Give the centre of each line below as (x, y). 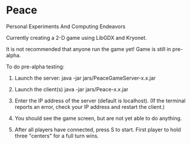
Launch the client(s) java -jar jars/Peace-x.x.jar (71, 89)
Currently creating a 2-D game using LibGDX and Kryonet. (76, 37)
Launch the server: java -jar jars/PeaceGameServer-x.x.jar (85, 78)
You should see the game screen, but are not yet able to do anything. (98, 118)
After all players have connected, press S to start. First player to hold (98, 129)
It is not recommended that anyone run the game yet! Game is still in (89, 49)
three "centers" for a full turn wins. (56, 136)
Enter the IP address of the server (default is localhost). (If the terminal (100, 101)
